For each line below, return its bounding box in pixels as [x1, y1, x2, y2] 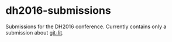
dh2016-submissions [5, 4, 112, 17]
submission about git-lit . [5, 29, 64, 36]
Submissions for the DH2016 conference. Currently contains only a [5, 23, 167, 30]
